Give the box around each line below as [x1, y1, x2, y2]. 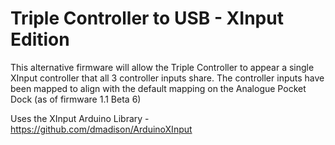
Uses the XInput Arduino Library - [10, 112, 150, 124]
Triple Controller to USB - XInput [10, 7, 284, 30]
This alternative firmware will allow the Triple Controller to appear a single [10, 61, 315, 73]
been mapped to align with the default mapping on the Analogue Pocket [10, 82, 307, 94]
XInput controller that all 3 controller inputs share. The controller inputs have [10, 72, 325, 84]
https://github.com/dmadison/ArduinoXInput [10, 123, 193, 135]
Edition [10, 28, 70, 51]
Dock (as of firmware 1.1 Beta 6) [10, 93, 142, 105]
